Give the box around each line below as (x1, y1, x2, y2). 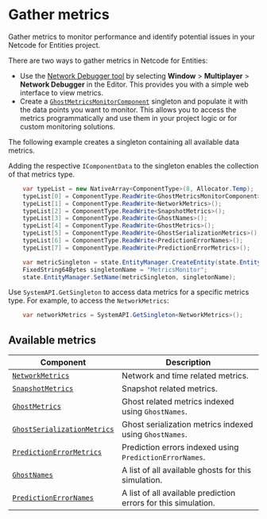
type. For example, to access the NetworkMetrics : (8, 296, 169, 305)
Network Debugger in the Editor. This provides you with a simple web (19, 79, 249, 89)
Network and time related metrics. (122, 370, 249, 382)
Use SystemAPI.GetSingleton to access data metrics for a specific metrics (8, 288, 250, 297)
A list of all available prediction (122, 487, 236, 498)
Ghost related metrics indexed (122, 396, 234, 407)
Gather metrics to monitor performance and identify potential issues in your (8, 32, 256, 41)
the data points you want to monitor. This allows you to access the (19, 105, 237, 114)
